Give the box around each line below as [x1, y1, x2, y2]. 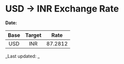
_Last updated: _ [5, 53, 40, 59]
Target [25, 31, 42, 38]
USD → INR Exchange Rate [5, 3, 119, 15]
